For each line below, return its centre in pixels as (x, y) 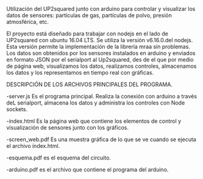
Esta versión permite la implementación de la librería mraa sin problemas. (98, 46)
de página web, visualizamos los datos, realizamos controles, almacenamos (101, 66)
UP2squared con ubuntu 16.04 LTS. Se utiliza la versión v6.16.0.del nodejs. (100, 40)
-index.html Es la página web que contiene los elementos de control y (94, 121)
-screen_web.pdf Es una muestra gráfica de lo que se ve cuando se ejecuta (101, 139)
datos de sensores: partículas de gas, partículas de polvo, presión (89, 15)
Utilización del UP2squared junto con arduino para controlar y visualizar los (101, 9)
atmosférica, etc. (27, 22)
